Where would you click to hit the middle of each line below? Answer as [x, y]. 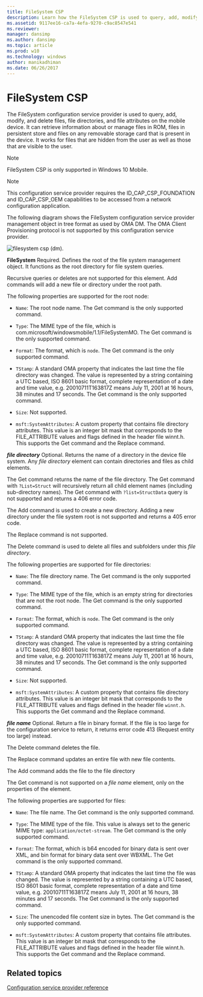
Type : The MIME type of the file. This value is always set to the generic [103, 824]
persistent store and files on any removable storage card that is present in [98, 134]
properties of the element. [39, 789]
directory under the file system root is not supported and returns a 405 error [101, 517]
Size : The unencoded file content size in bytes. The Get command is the [105, 917]
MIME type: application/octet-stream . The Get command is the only [101, 831]
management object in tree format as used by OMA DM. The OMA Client [96, 224]
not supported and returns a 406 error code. [62, 498]
